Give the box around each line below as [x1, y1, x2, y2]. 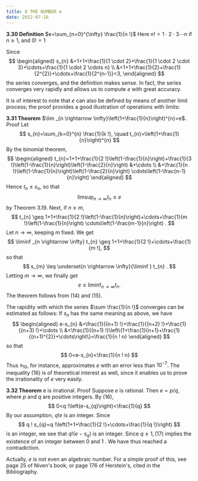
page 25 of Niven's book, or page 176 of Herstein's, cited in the [6, 461, 161, 469]
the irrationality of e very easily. [6, 376, 83, 383]
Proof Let [6, 121, 29, 128]
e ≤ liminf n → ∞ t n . [77, 281, 121, 290]
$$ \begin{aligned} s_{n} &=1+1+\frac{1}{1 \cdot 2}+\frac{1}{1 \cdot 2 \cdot [8, 57, 190, 64]
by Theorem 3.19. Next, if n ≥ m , [6, 204, 85, 212]
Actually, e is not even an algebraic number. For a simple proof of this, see [6, 456, 187, 463]
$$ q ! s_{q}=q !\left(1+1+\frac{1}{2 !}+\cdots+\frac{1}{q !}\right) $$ [18, 421, 181, 428]
